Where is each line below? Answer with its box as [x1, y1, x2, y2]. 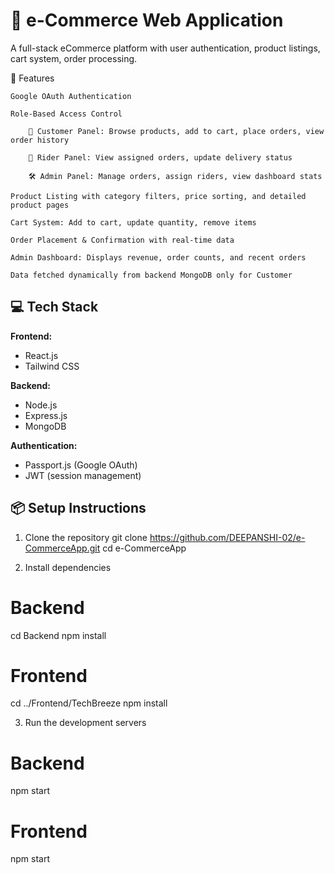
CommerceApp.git [24, 542, 101, 554]
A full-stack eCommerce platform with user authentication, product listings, [10, 42, 321, 54]
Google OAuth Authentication [10, 91, 132, 101]
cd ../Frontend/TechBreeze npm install [10, 697, 168, 709]
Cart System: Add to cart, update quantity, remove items [10, 217, 257, 228]
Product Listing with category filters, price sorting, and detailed [10, 191, 307, 201]
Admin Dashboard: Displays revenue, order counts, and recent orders [10, 252, 307, 263]
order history [10, 135, 70, 145]
